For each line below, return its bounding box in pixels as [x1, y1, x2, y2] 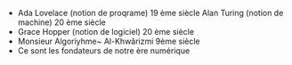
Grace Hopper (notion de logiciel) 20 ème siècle [17, 27, 194, 37]
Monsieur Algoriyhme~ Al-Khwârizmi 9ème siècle [17, 36, 200, 46]
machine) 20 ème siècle [17, 17, 107, 28]
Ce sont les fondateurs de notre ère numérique [17, 45, 191, 56]
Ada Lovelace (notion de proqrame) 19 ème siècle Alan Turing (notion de [17, 8, 284, 18]
